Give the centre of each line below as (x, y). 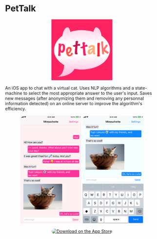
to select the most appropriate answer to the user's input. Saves (88, 93)
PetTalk (20, 9)
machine (14, 93)
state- (141, 88)
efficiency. (16, 109)
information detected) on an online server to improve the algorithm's (74, 103)
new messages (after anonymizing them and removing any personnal (75, 98)
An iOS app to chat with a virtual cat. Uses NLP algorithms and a (69, 88)
